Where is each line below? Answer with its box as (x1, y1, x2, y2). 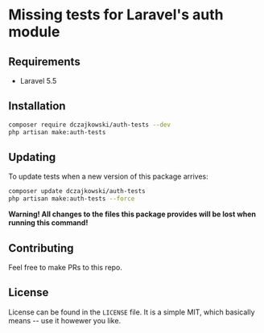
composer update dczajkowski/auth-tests (8, 187, 146, 195)
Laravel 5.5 (19, 76, 57, 85)
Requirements (8, 55, 80, 68)
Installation (8, 99, 66, 113)
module (8, 23, 60, 41)
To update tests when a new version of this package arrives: (8, 171, 208, 182)
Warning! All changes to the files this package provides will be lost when (8, 209, 256, 219)
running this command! (8, 218, 89, 228)
